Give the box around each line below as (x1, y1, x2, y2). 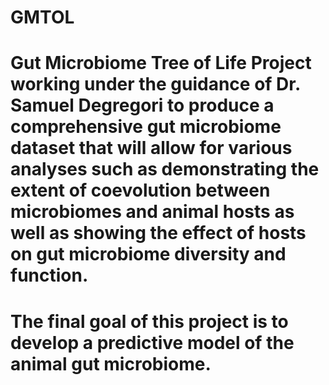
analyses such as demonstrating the (10, 158, 320, 181)
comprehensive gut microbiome (10, 116, 282, 138)
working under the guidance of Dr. (10, 73, 301, 96)
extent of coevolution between (10, 179, 271, 202)
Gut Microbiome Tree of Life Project (10, 52, 312, 75)
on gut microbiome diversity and (10, 243, 287, 266)
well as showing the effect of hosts (10, 222, 307, 245)
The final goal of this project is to (10, 310, 289, 333)
